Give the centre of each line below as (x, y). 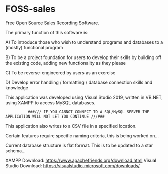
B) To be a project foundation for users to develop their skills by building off (83, 57)
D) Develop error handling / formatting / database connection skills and (79, 82)
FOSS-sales (30, 9)
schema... (16, 151)
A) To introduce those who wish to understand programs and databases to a (84, 42)
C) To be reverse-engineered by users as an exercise (60, 72)
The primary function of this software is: (47, 32)
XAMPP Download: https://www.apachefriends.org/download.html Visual (81, 160)
